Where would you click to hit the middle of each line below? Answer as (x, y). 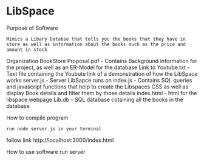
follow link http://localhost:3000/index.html (60, 140)
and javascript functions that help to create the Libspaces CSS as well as (97, 87)
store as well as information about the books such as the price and (96, 44)
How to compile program (37, 118)
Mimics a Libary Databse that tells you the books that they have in (96, 39)
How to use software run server (46, 152)
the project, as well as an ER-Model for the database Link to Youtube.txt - (98, 67)
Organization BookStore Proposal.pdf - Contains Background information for (102, 61)
